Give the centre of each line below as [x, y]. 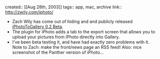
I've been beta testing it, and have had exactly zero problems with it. [81, 42]
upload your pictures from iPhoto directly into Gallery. [66, 37]
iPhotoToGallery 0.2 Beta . [38, 27]
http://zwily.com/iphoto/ [29, 12]
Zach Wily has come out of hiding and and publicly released [72, 22]
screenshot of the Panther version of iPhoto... [58, 52]
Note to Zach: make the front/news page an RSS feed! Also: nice [77, 47]
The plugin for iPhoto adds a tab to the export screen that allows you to [83, 32]
